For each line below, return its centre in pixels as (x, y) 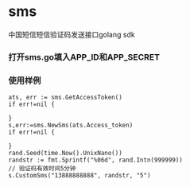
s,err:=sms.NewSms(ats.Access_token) (71, 126)
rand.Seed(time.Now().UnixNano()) (66, 154)
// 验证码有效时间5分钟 (42, 169)
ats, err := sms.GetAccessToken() (66, 98)
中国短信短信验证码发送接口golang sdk (72, 34)
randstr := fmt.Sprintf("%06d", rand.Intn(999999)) (95, 160)
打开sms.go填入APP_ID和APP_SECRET (84, 56)
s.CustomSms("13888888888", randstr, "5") (79, 176)
